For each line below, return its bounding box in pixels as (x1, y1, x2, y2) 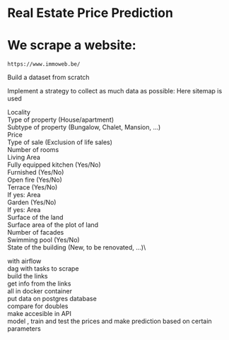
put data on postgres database (7, 295, 97, 303)
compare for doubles (7, 302, 69, 310)
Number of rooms (7, 146, 59, 154)
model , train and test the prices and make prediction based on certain (7, 317, 212, 326)
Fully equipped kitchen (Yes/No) (7, 160, 101, 169)
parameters (7, 324, 41, 333)
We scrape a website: (7, 37, 136, 54)
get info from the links (7, 279, 71, 288)
